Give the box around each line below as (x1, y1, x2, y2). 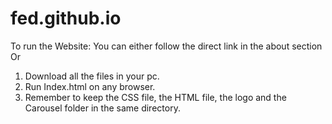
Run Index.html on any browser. (24, 80, 156, 92)
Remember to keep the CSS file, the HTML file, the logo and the (24, 91, 287, 103)
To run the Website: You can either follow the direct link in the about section (10, 40, 323, 52)
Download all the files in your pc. (24, 70, 160, 82)
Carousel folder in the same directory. (24, 102, 181, 114)
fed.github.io (10, 7, 122, 30)
